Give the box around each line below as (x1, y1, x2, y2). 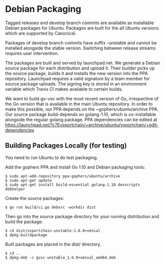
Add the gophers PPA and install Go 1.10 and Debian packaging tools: (5, 164, 146, 170)
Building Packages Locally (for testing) (5, 142, 127, 150)
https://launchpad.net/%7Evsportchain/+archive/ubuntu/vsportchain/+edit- (5, 122, 159, 128)
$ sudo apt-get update (5, 178, 52, 183)
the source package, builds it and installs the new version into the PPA (5, 70, 148, 76)
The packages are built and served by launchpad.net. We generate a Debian (5, 60, 161, 66)
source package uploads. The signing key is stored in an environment (5, 80, 147, 87)
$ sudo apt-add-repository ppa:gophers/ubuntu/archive (5, 174, 121, 179)
